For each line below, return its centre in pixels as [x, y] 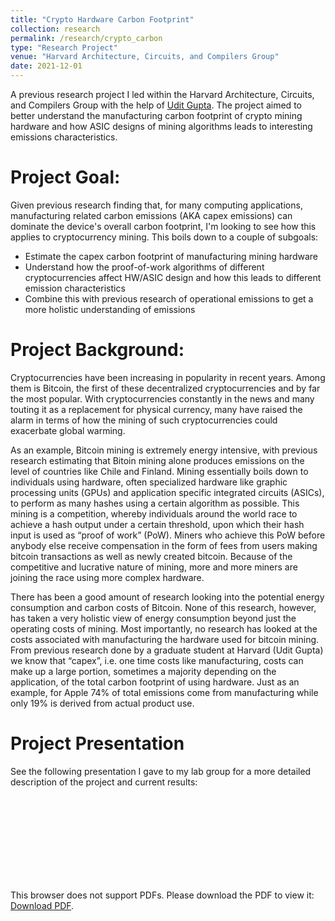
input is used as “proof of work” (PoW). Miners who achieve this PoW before [168, 535]
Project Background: [97, 350]
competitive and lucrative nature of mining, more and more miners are [154, 567]
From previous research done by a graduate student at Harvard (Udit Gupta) [167, 650]
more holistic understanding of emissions [110, 309]
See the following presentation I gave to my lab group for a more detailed [161, 771]
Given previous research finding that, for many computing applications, [156, 205]
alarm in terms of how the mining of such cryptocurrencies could [144, 420]
